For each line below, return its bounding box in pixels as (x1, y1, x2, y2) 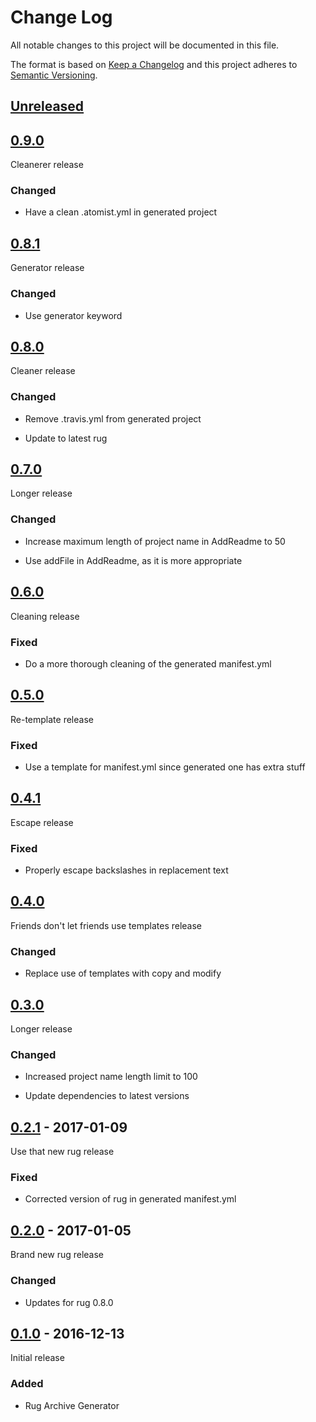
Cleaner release (10, 365, 76, 377)
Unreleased (10, 98, 85, 115)
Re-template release (10, 713, 94, 725)
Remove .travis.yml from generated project (24, 412, 202, 425)
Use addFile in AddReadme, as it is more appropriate (24, 554, 243, 566)
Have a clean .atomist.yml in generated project (24, 206, 218, 218)
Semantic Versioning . (10, 69, 98, 81)
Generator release (10, 262, 85, 274)
